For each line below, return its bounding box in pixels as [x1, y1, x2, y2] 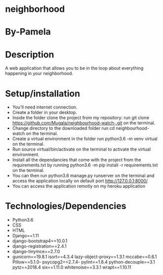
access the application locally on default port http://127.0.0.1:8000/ [12, 178, 148, 184]
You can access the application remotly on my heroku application [12, 183, 146, 189]
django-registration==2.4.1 [12, 243, 67, 249]
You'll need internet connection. [12, 104, 78, 110]
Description [5, 49, 54, 60]
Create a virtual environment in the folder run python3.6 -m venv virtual [12, 136, 158, 142]
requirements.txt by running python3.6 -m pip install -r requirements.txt [12, 162, 158, 168]
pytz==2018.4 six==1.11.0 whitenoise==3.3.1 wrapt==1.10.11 [12, 264, 132, 271]
